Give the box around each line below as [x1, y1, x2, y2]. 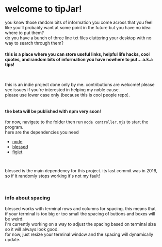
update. [5, 236, 20, 242]
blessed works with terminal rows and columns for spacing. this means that [5, 205, 156, 212]
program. [5, 124, 24, 130]
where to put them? [5, 30, 44, 35]
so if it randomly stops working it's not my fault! [5, 173, 100, 179]
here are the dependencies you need [5, 130, 79, 135]
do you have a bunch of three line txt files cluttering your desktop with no [5, 35, 152, 41]
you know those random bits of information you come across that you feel [5, 19, 153, 25]
